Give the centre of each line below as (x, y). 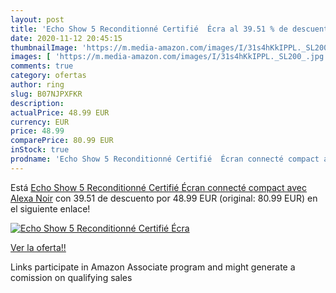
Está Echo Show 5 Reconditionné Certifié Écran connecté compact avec (158, 187)
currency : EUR (40, 122)
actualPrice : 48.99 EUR (60, 112)
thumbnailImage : (44, 47)
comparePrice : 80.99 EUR (62, 141)
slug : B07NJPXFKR (46, 94)
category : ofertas (48, 76)
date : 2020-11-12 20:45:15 (66, 38)
